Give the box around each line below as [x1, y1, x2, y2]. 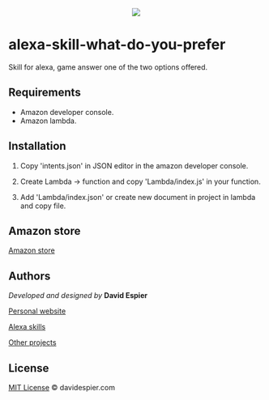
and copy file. [19, 201, 66, 211]
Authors [8, 269, 51, 283]
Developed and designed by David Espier [8, 291, 148, 300]
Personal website [8, 306, 66, 316]
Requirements [8, 86, 81, 100]
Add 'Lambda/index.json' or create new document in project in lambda [19, 192, 256, 202]
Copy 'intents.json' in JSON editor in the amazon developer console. [19, 160, 249, 170]
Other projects [8, 338, 57, 347]
